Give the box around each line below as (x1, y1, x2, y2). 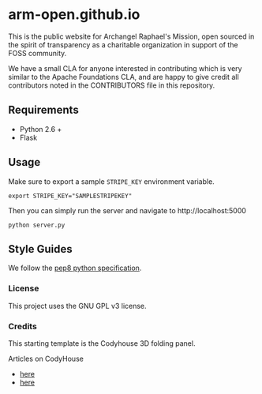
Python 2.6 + (19, 124, 62, 133)
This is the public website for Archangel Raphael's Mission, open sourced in (8, 32, 255, 41)
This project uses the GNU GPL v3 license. (8, 301, 148, 310)
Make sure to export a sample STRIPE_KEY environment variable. (8, 176, 215, 186)
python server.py (8, 221, 65, 229)
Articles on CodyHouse (8, 354, 84, 363)
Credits (8, 321, 37, 332)
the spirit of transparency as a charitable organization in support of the (8, 39, 238, 49)
